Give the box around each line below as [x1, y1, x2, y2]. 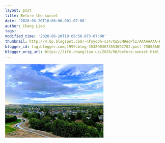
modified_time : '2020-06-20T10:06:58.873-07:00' [5, 34, 107, 39]
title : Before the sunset [5, 13, 58, 18]
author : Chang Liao [5, 24, 45, 29]
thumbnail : [5, 39, 27, 44]
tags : [5, 29, 16, 34]
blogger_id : [5, 44, 29, 49]
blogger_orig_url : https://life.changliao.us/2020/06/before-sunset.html [5, 49, 160, 54]
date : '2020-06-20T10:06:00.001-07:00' [5, 18, 87, 23]
